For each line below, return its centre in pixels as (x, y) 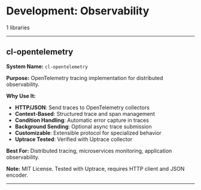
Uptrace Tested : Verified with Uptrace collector (74, 139)
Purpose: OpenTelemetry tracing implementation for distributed (85, 78)
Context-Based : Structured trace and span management (85, 114)
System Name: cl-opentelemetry (47, 66)
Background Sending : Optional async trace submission (83, 126)
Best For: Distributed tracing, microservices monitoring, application (89, 151)
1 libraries (18, 27)
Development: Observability (78, 11)
